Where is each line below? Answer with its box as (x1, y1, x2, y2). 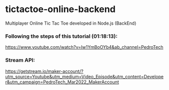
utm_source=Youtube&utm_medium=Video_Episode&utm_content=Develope (5, 73, 164, 79)
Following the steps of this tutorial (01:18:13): (5, 33, 118, 40)
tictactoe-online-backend (5, 4, 116, 15)
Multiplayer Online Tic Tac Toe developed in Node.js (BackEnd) (5, 20, 137, 26)
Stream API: (5, 57, 35, 64)
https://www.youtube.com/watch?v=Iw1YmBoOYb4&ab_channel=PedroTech (5, 44, 163, 50)
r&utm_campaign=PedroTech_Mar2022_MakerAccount (5, 79, 120, 85)
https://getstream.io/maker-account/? (5, 68, 84, 74)
